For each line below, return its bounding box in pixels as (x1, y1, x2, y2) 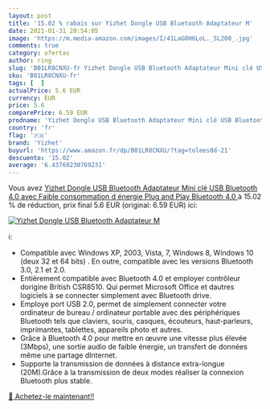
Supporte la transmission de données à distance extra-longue (19, 359, 225, 369)
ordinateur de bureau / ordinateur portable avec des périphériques (19, 308, 241, 317)
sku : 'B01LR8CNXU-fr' (8, 72, 81, 80)
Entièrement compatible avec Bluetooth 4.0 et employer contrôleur (19, 274, 241, 284)
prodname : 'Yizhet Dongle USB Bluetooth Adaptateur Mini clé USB (8, 117, 231, 125)
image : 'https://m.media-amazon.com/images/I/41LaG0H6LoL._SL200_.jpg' (8, 34, 253, 43)
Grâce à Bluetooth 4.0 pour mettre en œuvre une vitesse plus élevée (19, 333, 247, 343)
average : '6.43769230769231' (8, 162, 106, 170)
